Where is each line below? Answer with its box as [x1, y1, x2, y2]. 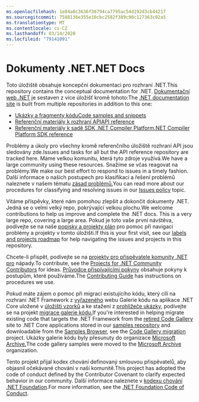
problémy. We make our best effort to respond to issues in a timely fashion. [6, 167, 189, 174]
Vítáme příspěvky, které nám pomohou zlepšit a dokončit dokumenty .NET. [6, 197, 189, 205]
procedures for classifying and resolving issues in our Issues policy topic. [6, 186, 186, 193]
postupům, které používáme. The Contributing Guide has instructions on [6, 272, 182, 279]
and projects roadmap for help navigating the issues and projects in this [6, 235, 182, 243]
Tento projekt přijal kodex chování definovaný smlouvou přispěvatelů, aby [6, 358, 187, 365]
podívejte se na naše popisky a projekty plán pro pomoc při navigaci [6, 223, 173, 230]
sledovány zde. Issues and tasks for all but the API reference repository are [6, 148, 189, 155]
